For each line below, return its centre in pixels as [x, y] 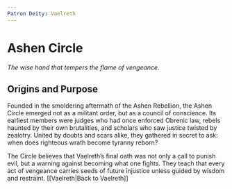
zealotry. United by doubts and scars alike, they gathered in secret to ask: [113, 135]
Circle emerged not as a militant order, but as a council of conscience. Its [112, 113]
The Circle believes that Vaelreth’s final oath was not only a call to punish [111, 156]
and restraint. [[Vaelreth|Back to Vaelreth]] [68, 179]
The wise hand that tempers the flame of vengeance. [83, 67]
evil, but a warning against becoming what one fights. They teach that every [116, 163]
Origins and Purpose [53, 89]
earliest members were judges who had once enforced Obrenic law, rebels [114, 121]
